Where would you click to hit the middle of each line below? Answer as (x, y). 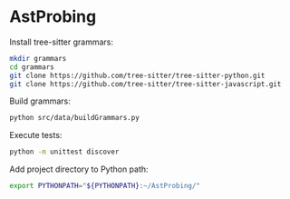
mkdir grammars (38, 58)
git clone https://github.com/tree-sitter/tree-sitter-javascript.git (145, 84)
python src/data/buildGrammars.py (75, 118)
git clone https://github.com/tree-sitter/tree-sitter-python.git (137, 75)
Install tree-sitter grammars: (62, 42)
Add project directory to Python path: (79, 169)
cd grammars (32, 67)
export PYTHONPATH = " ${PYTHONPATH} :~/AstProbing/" (105, 186)
